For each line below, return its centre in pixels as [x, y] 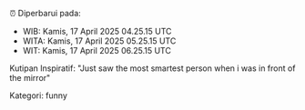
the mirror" [30, 78]
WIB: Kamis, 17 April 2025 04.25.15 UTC [97, 31]
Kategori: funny [39, 95]
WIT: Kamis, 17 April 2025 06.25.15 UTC [97, 50]
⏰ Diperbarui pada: [46, 13]
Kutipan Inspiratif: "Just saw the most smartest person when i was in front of [152, 68]
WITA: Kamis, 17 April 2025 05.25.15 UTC [99, 41]
